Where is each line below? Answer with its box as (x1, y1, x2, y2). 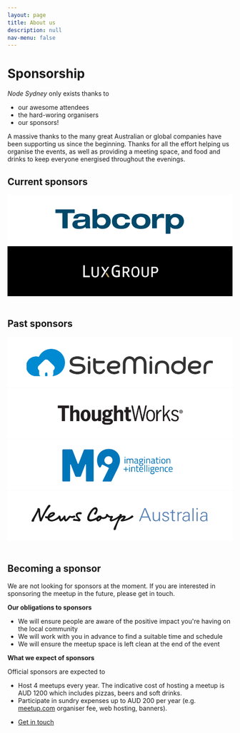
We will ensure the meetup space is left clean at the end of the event (17, 640, 220, 648)
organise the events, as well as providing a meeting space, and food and (7, 147, 221, 156)
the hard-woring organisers (17, 111, 99, 119)
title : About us (7, 19, 56, 26)
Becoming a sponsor (7, 562, 101, 575)
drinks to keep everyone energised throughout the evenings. (7, 155, 186, 163)
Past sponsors (7, 318, 73, 330)
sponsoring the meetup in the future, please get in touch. (7, 589, 175, 597)
